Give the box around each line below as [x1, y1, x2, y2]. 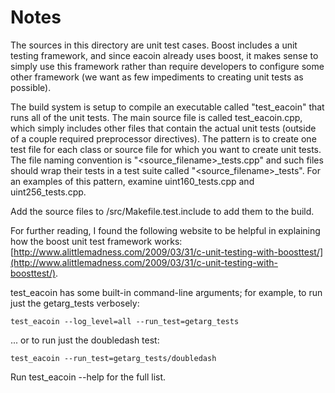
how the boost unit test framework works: [10, 235, 183, 247]
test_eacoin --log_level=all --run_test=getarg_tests [10, 316, 240, 326]
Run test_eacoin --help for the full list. [10, 371, 167, 383]
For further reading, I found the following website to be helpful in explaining [10, 224, 321, 236]
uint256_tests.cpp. [10, 186, 87, 198]
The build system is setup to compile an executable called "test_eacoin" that [10, 101, 325, 113]
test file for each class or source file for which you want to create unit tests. [10, 143, 322, 155]
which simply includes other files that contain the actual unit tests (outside [10, 122, 317, 134]
